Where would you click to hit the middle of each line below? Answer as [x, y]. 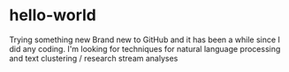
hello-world [53, 15]
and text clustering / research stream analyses [94, 58]
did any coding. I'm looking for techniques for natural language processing [145, 48]
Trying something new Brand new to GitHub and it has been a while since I [145, 40]
